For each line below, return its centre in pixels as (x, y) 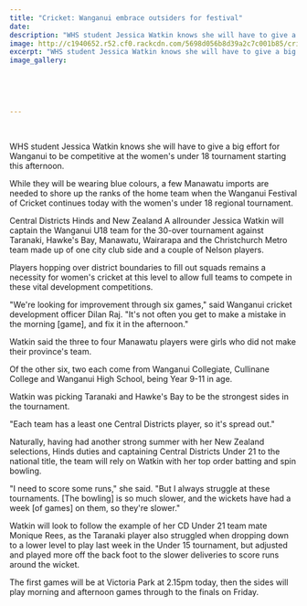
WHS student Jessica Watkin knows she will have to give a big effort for (145, 146)
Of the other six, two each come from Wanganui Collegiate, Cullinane (139, 369)
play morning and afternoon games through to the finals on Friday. (134, 592)
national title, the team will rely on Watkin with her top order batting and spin (153, 462)
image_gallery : (38, 60)
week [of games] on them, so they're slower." (95, 508)
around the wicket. (45, 565)
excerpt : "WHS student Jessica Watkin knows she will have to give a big (153, 52)
